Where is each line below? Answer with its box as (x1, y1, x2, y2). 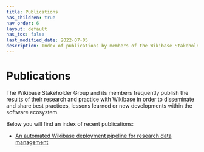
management (15, 138, 49, 146)
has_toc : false (6, 32, 45, 38)
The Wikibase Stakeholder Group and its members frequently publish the (6, 89, 189, 96)
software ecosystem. (6, 108, 59, 116)
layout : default (6, 26, 47, 32)
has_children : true (6, 15, 56, 21)
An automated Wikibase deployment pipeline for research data (15, 132, 172, 139)
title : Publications (6, 9, 59, 15)
